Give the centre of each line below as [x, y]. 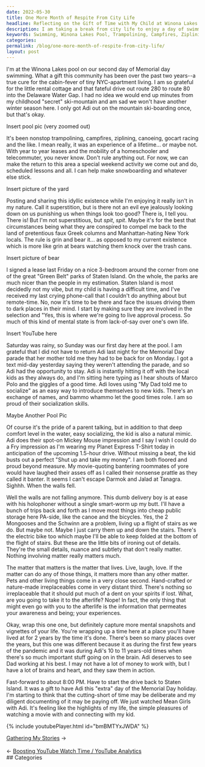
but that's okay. [26, 114]
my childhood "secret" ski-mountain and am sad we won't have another [97, 101]
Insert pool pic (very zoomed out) [48, 126]
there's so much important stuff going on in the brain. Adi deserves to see [99, 657]
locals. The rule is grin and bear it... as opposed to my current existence [97, 239]
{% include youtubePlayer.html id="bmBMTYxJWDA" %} [78, 726]
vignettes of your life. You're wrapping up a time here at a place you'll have [101, 631]
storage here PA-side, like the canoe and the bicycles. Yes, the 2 [87, 517]
